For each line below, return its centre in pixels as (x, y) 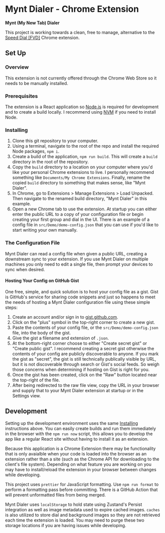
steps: (11, 307)
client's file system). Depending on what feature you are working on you (78, 464)
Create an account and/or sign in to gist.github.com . (65, 317)
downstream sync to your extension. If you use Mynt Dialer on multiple (77, 259)
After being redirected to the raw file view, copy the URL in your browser (86, 385)
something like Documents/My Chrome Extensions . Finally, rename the (81, 178)
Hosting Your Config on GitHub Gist (42, 281)
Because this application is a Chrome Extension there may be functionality (81, 449)
